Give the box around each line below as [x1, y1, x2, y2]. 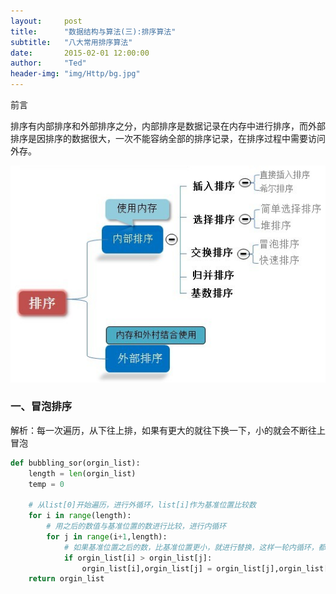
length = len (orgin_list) [28, 468, 137, 479]
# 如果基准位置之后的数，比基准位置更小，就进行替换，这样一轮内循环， [63, 542, 319, 552]
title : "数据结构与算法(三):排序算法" [10, 26, 177, 37]
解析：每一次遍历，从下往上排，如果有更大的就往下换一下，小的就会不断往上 [10, 424, 326, 436]
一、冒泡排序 [10, 400, 73, 414]
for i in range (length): [28, 511, 132, 521]
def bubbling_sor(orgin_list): [10, 458, 141, 468]
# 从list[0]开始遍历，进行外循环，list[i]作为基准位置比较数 [28, 500, 257, 510]
